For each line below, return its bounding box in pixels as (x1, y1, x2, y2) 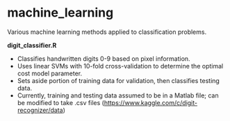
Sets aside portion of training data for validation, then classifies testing (17, 76, 220, 84)
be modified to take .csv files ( (17, 98, 104, 106)
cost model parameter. (17, 69, 82, 77)
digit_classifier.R (7, 41, 57, 49)
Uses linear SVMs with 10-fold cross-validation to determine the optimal (17, 62, 224, 70)
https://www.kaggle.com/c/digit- (104, 98, 198, 106)
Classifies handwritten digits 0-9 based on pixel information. (17, 54, 190, 63)
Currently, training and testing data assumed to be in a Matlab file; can (17, 91, 219, 100)
